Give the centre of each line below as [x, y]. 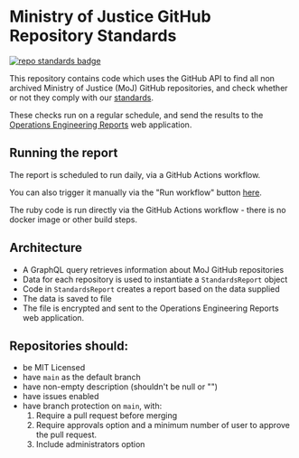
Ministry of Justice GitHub [110, 17]
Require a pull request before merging [107, 416]
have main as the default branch [82, 378]
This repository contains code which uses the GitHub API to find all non [142, 78]
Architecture [46, 248]
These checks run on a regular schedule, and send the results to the [136, 115]
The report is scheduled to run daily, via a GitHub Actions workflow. [135, 174]
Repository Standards [93, 36]
